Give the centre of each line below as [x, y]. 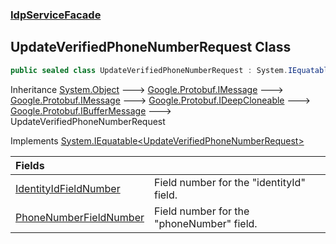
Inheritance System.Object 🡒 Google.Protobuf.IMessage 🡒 [147, 89]
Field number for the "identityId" [229, 182]
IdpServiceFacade [56, 15]
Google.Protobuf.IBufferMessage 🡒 [91, 110]
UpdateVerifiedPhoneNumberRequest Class [151, 47]
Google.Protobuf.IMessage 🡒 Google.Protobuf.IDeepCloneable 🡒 [160, 100]
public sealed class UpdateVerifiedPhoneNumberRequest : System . [149, 70]
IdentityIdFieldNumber [68, 188]
